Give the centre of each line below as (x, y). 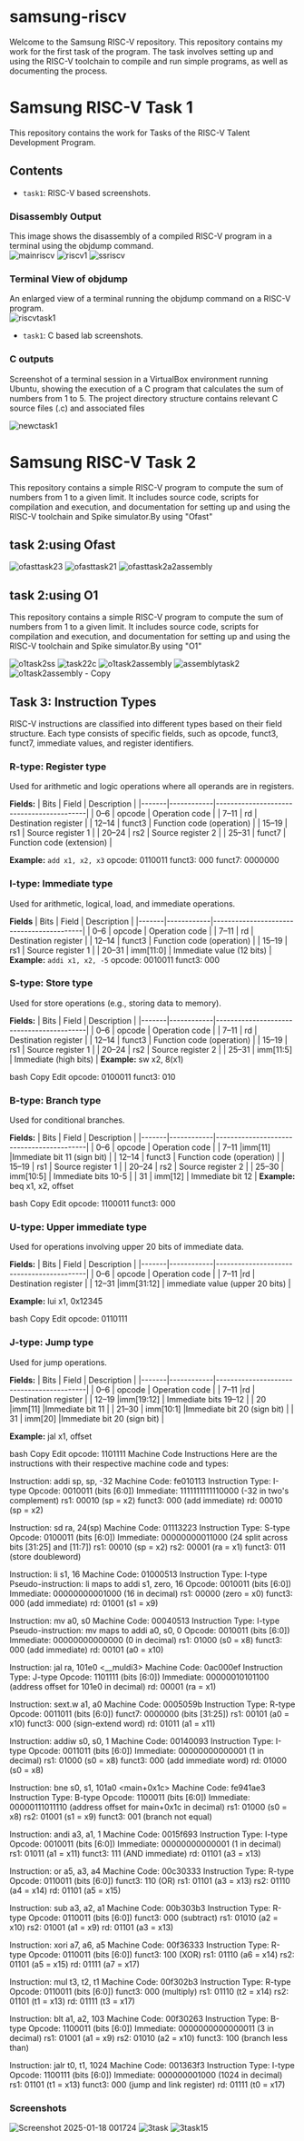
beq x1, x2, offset (42, 1186)
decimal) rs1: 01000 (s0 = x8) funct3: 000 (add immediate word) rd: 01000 (148, 1760)
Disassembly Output (55, 216)
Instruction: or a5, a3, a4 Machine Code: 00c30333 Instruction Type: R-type (152, 1871)
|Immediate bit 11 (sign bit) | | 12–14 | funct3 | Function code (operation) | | (147, 1157)
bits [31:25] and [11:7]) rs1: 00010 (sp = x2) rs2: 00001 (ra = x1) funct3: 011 (147, 1547)
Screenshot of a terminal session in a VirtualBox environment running (139, 379)
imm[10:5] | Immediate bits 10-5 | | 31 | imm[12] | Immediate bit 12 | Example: (152, 1176)
